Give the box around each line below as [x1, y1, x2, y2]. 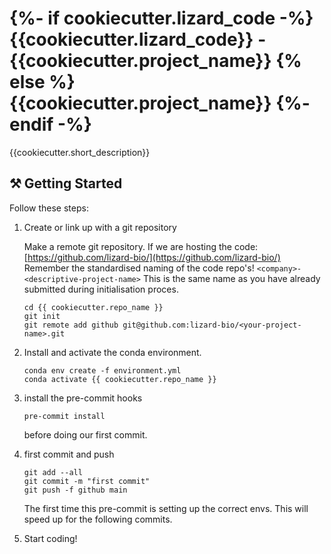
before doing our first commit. [23, 428, 148, 441]
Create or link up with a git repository [23, 221, 177, 233]
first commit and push [23, 448, 115, 460]
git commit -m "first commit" [23, 476, 151, 486]
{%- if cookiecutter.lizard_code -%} [9, 7, 314, 30]
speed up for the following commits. [23, 513, 173, 525]
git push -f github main [23, 485, 128, 495]
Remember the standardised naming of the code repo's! [23, 262, 255, 274]
